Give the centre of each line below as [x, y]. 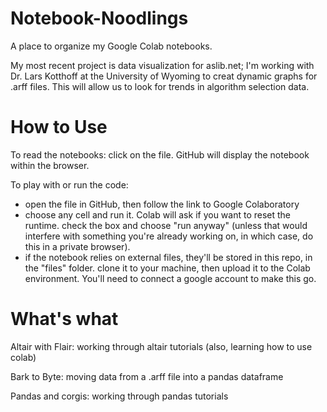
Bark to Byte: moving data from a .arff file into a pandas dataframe [147, 376]
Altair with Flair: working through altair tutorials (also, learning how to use [161, 346]
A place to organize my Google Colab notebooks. [111, 46]
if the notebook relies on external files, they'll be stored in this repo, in [168, 257]
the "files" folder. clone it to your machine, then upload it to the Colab [167, 268]
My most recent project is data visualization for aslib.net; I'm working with [162, 65]
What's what [64, 319]
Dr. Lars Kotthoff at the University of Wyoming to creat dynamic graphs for [164, 76]
